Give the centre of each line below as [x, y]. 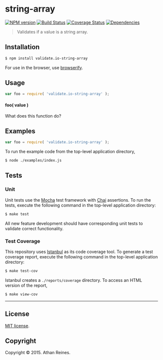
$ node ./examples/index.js [33, 161]
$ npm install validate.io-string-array [47, 58]
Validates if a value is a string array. [52, 32]
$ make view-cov [21, 294]
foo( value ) [17, 105]
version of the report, [26, 285]
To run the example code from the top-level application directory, [70, 152]
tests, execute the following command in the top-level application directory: [81, 205]
